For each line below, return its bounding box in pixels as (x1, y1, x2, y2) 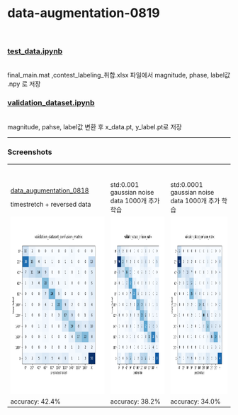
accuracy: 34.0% (170, 397, 221, 406)
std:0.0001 (170, 180, 203, 189)
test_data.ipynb (7, 46, 63, 56)
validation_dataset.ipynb (7, 98, 95, 108)
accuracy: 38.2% (110, 397, 161, 406)
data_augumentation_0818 (10, 186, 89, 195)
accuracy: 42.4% (10, 397, 62, 406)
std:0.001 (110, 180, 140, 189)
